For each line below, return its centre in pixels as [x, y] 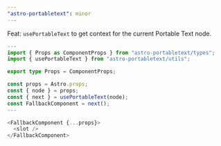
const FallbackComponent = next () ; [59, 104]
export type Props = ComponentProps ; [62, 72]
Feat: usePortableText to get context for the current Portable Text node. [109, 33]
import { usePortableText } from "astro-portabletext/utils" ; [99, 59]
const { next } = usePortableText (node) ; [68, 97]
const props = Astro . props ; [48, 84]
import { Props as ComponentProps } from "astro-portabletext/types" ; [111, 53]
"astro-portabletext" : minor [49, 14]
